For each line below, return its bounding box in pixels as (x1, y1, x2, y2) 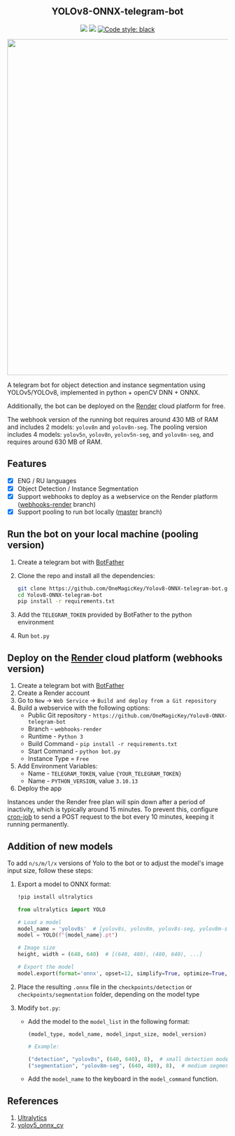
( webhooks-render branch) (17, 500, 97, 508)
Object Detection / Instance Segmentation (17, 484, 138, 493)
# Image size (17, 944, 56, 951)
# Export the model (17, 964, 75, 971)
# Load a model (17, 918, 62, 926)
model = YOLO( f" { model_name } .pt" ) (17, 932, 118, 939)
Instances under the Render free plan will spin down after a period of (7, 798, 206, 806)
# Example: (27, 1043, 60, 1050)
